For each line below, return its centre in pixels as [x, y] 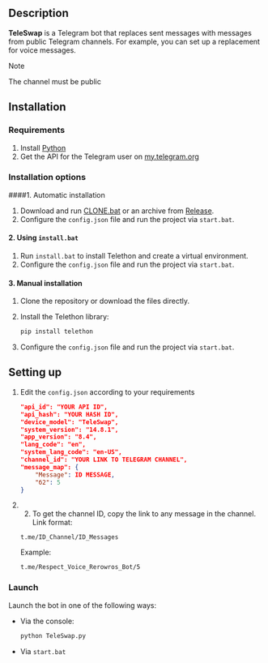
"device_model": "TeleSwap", [69, 422]
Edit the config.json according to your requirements [107, 391]
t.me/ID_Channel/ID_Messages [69, 537]
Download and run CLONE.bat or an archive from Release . [117, 211]
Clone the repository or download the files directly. [105, 301]
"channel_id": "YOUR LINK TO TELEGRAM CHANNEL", [104, 460]
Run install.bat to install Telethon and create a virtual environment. [134, 256]
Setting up [35, 372]
